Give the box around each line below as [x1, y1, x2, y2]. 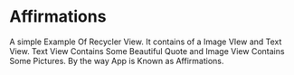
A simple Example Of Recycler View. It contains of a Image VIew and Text [9, 36, 282, 47]
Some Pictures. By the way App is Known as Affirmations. [9, 55, 224, 66]
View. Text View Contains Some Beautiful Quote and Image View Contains [9, 45, 285, 56]
